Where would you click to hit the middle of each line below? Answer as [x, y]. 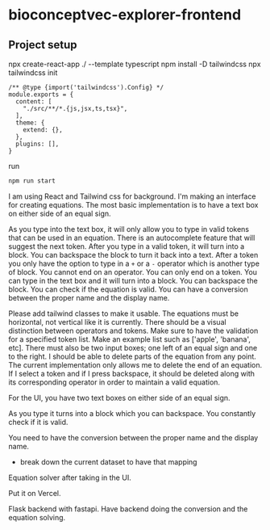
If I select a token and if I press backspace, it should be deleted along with [132, 373]
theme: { [30, 123]
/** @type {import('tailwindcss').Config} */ [86, 87]
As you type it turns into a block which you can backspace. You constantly [132, 413]
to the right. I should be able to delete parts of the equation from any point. [132, 356]
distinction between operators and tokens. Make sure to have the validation [133, 330]
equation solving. [37, 517]
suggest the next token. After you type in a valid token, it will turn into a [127, 246]
